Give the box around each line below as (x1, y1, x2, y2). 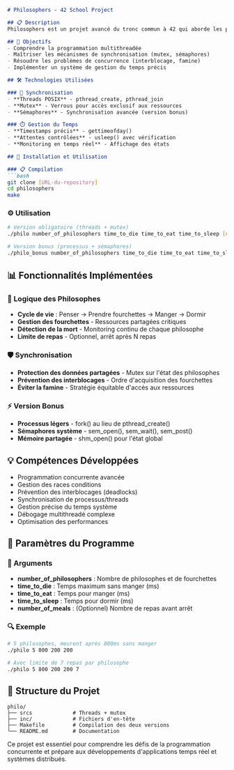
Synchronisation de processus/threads (17, 495, 129, 504)
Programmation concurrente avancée (17, 473, 125, 482)
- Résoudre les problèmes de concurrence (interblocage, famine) (7, 58, 201, 65)
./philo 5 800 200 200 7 (7, 665, 79, 672)
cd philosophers (7, 185, 54, 192)
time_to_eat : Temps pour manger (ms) (17, 589, 130, 597)
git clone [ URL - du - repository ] (7, 178, 98, 186)
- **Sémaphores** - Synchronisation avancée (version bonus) (7, 109, 189, 116)
